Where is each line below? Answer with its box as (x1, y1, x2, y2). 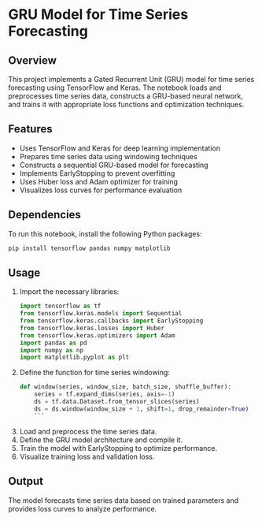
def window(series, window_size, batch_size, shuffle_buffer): (19, 383, 232, 391)
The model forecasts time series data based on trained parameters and (8, 495, 239, 505)
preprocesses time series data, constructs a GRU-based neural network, (8, 91, 244, 100)
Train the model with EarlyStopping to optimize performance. (19, 443, 218, 452)
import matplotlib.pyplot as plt (19, 353, 130, 362)
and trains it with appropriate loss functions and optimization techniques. (8, 100, 245, 109)
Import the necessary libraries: (19, 287, 120, 296)
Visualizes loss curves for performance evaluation (19, 185, 183, 195)
